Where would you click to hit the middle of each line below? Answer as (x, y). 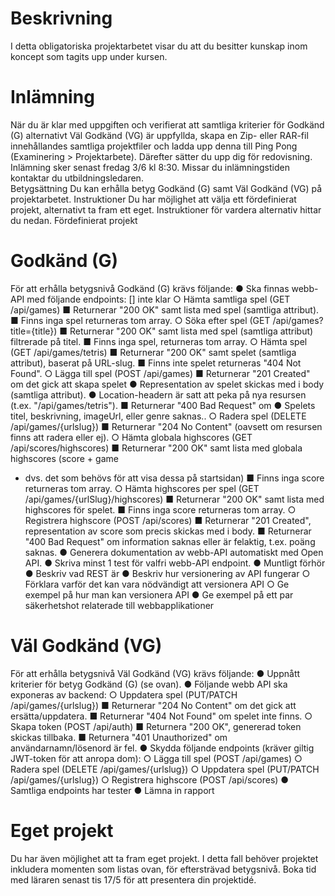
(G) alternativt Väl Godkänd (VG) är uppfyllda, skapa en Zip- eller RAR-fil (159, 135)
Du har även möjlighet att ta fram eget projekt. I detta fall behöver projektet (164, 858)
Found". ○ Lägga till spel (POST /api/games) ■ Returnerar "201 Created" (160, 373)
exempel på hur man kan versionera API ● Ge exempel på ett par (159, 594)
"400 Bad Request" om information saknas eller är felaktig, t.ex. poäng (170, 541)
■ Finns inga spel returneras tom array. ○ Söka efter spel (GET (140, 320)
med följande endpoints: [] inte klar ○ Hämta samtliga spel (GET (158, 299)
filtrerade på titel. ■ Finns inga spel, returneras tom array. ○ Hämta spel (159, 341)
